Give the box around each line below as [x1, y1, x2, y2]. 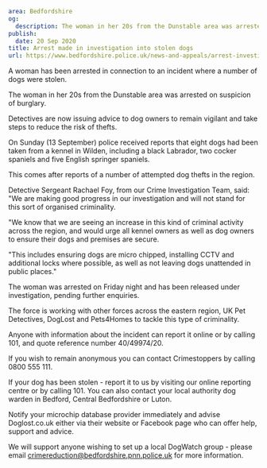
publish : [8, 29, 37, 37]
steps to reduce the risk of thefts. [8, 122, 118, 132]
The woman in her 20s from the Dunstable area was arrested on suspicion [8, 90, 252, 99]
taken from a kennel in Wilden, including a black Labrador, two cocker [8, 146, 237, 156]
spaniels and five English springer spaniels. [8, 155, 150, 164]
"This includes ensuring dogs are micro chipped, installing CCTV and [8, 250, 234, 260]
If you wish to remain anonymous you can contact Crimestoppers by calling [8, 354, 256, 363]
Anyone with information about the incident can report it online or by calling [8, 330, 256, 339]
